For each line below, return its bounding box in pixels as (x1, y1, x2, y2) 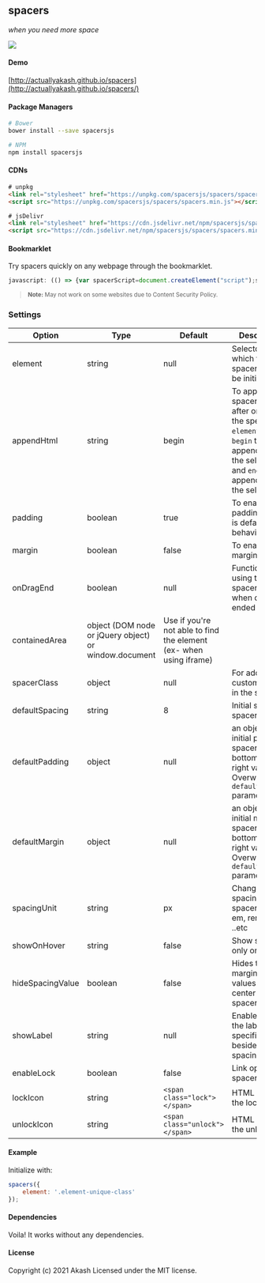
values (231, 977, 256, 988)
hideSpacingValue (12, 977, 80, 988)
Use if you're (162, 614, 211, 625)
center (231, 987, 256, 998)
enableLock (12, 1067, 56, 1078)
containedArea (12, 634, 67, 645)
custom (231, 677, 260, 688)
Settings (8, 309, 42, 320)
